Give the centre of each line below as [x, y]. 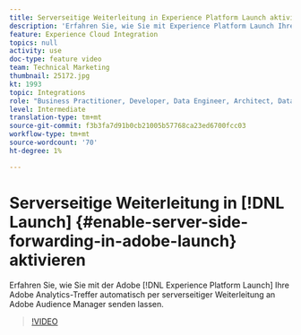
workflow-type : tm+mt [50, 134]
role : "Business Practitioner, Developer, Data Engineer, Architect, [142, 101]
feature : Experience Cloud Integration [84, 34]
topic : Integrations [48, 92]
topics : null [34, 43]
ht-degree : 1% [36, 150]
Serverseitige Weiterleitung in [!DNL [147, 203]
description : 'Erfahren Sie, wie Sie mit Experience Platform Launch [142, 26]
